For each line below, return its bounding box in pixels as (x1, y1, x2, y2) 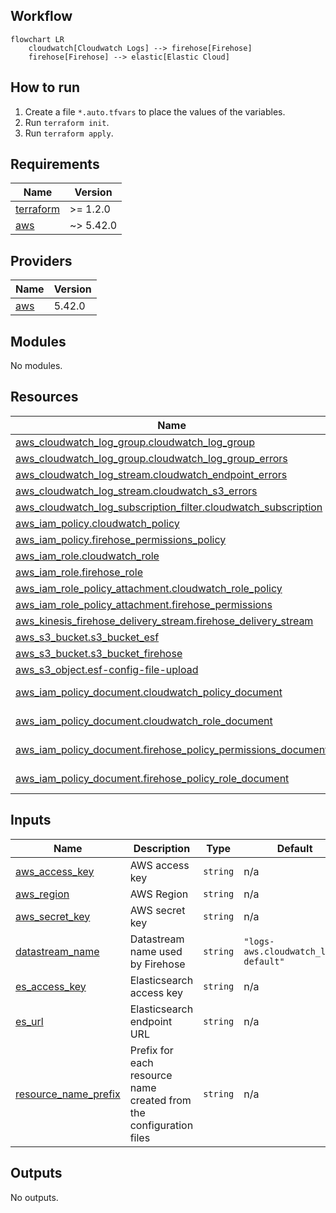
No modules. (10, 360, 63, 372)
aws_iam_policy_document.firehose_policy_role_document (15, 771, 290, 785)
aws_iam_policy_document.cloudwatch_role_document (15, 714, 273, 728)
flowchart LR (10, 34, 65, 44)
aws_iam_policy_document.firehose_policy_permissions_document (15, 742, 329, 756)
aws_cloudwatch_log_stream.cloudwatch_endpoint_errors (15, 467, 288, 481)
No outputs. (10, 1191, 59, 1203)
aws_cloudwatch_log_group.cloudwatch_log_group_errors (15, 451, 288, 465)
